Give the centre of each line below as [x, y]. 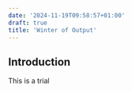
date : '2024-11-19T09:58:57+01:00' [67, 15]
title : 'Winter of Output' [53, 30]
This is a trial [29, 81]
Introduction [40, 62]
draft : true [28, 23]
